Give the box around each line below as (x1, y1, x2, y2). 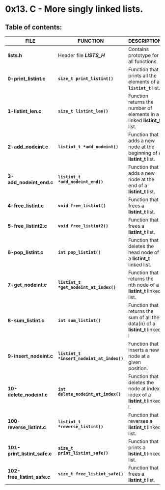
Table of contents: (5, 23, 62, 31)
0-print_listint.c (7, 75, 46, 82)
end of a (128, 182, 147, 189)
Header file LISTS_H (58, 52, 105, 58)
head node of (128, 249, 160, 256)
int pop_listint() (58, 249, 101, 255)
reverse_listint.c (7, 424, 46, 431)
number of (128, 105, 153, 111)
